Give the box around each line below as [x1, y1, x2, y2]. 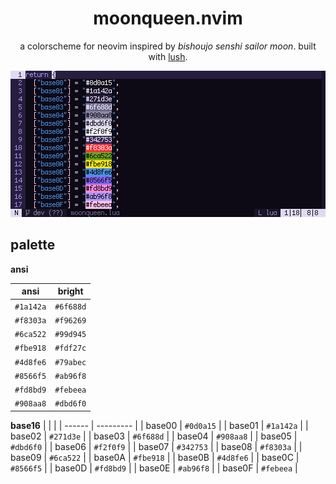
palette [10, 237, 56, 254]
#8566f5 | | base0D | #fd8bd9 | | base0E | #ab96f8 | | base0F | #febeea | [10, 462, 298, 474]
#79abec [54, 357, 87, 367]
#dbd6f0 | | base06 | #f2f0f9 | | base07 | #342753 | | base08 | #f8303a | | [10, 440, 303, 452]
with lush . [148, 50, 188, 62]
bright [57, 285, 84, 297]
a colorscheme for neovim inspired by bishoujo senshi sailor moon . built [19, 40, 317, 52]
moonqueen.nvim [93, 7, 243, 30]
